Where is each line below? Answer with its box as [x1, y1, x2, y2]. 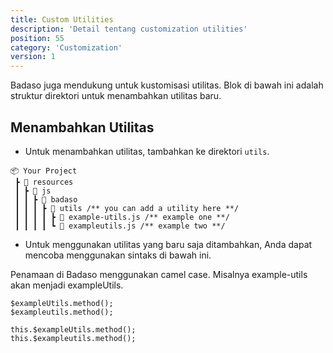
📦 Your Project [10, 166, 78, 176]
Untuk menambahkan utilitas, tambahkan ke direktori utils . [24, 145, 270, 157]
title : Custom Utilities [10, 14, 114, 25]
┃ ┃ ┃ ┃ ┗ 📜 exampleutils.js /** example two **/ [14, 221, 226, 231]
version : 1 [10, 52, 56, 62]
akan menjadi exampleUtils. [10, 279, 124, 291]
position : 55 [10, 33, 65, 43]
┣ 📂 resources [14, 177, 74, 187]
